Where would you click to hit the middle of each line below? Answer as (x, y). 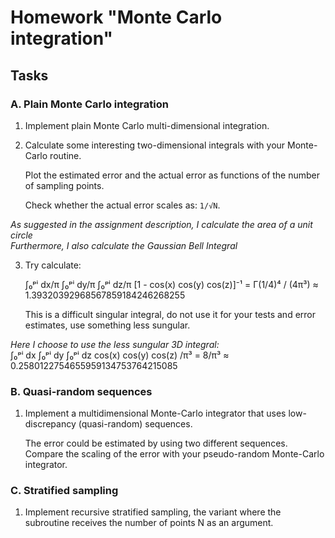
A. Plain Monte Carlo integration (89, 104)
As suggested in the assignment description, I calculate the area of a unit (161, 224)
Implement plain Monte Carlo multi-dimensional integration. (147, 125)
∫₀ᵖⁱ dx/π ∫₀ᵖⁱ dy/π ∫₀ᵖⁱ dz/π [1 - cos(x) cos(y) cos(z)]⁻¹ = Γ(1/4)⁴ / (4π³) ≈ (171, 284)
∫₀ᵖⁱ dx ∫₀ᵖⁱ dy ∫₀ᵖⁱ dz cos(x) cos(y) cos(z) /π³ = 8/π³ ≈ (120, 355)
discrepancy (50, 424)
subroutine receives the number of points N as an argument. (149, 523)
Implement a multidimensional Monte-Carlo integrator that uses (155, 413)
